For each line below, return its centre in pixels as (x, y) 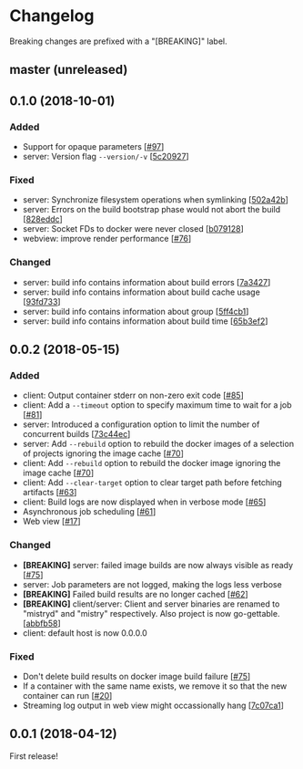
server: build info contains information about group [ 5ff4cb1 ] (136, 311)
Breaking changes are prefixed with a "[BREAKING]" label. (118, 41)
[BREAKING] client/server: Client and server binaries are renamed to (151, 604)
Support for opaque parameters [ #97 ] (93, 147)
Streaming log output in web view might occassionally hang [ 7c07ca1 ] (153, 705)
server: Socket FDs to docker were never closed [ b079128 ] (133, 229)
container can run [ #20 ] (67, 695)
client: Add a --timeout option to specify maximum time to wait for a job (157, 405)
